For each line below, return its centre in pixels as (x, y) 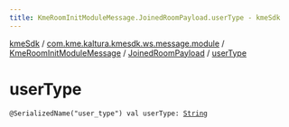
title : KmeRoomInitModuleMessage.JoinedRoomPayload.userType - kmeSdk (145, 18)
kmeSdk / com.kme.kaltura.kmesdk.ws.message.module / (117, 43)
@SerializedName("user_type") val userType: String (108, 113)
